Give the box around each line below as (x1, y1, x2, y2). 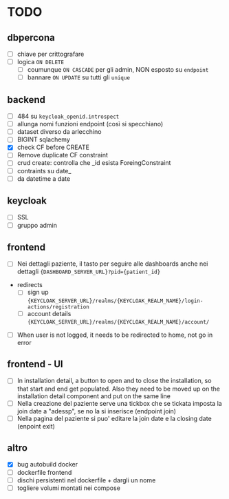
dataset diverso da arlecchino (17, 128, 102, 136)
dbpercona (7, 32, 55, 43)
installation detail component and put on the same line (17, 391, 171, 400)
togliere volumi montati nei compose (17, 484, 120, 492)
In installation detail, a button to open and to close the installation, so (17, 377, 212, 385)
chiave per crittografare (17, 50, 85, 58)
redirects (17, 281, 43, 289)
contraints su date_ (17, 166, 72, 175)
